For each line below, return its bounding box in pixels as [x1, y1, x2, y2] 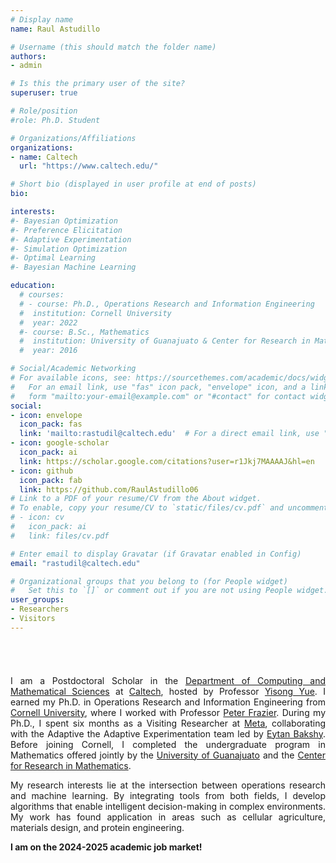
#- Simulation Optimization [10, 244, 128, 254]
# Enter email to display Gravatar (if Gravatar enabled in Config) [10, 549, 302, 559]
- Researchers [10, 604, 70, 615]
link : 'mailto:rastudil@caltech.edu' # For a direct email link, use [19, 429, 320, 439]
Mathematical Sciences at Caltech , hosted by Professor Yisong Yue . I [10, 685, 326, 697]
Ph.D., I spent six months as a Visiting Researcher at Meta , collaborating [10, 717, 326, 729]
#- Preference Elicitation [10, 225, 123, 235]
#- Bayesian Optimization [10, 216, 118, 226]
